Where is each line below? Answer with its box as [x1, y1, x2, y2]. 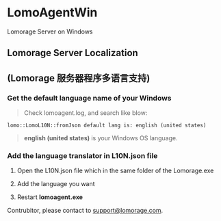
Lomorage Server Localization [7, 47, 138, 59]
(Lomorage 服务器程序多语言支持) [7, 72, 151, 83]
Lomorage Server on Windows [7, 27, 94, 36]
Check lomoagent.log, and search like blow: [23, 109, 148, 117]
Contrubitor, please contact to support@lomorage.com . [7, 207, 164, 215]
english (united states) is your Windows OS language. [23, 134, 178, 142]
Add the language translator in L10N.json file [7, 151, 158, 160]
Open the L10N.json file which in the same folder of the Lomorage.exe [16, 166, 214, 175]
